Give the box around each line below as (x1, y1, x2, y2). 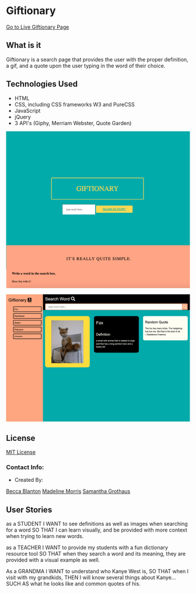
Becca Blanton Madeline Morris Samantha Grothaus (6, 488, 131, 495)
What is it (6, 40, 41, 50)
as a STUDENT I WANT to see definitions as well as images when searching (6, 520, 188, 528)
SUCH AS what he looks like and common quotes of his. (6, 580, 141, 587)
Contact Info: (6, 463, 44, 471)
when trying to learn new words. (6, 533, 84, 540)
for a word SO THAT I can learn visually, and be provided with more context (6, 526, 188, 533)
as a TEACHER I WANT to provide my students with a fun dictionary (6, 544, 168, 551)
